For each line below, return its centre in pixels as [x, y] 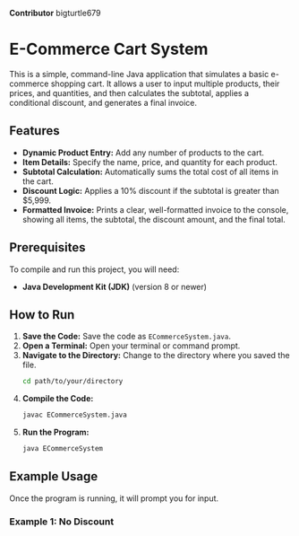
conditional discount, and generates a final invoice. [103, 102]
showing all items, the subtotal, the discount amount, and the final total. [154, 219]
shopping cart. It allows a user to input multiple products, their [165, 83]
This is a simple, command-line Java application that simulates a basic [139, 74]
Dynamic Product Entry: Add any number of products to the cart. [143, 153]
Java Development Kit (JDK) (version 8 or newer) [115, 286]
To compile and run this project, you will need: [94, 269]
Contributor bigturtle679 [55, 13]
